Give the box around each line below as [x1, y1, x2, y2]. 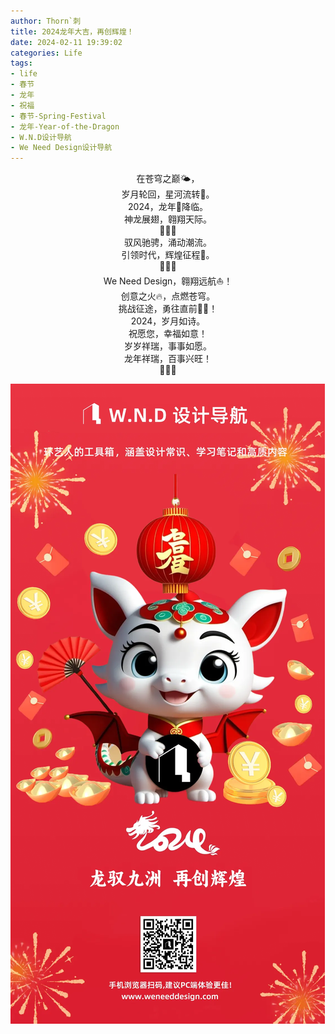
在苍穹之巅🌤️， [136, 173, 200, 185]
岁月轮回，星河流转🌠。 [121, 188, 215, 200]
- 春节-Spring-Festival [10, 111, 107, 121]
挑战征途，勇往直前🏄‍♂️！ [118, 303, 218, 315]
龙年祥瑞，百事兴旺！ [124, 353, 212, 365]
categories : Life [10, 48, 83, 58]
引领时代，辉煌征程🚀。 [121, 249, 215, 261]
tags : [10, 58, 33, 69]
